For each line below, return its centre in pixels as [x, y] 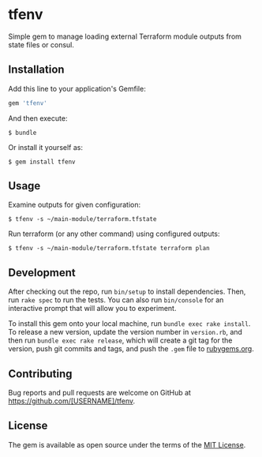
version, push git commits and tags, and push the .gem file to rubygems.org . [131, 349]
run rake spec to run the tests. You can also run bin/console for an [116, 300]
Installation [36, 70]
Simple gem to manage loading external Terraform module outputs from [125, 36]
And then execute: [38, 118]
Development [42, 273]
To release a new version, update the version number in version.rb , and [125, 332]
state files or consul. [41, 44]
